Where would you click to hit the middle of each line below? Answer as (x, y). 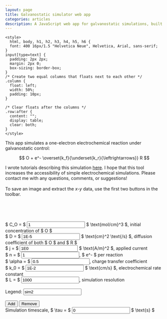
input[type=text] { (26, 55)
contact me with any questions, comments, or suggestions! (66, 178)
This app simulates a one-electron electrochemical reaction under (73, 143)
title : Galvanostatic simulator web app (48, 14)
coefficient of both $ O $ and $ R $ (41, 242)
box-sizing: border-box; (36, 68)
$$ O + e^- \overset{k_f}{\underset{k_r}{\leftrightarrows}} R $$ (84, 158)
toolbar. (13, 194)
